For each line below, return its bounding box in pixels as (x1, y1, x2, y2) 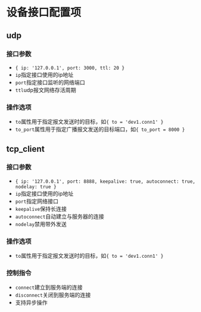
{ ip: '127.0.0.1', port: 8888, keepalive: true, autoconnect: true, (15, 178, 196, 185)
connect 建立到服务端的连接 (15, 284, 83, 291)
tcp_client (6, 144, 45, 154)
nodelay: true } (15, 183, 57, 190)
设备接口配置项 (6, 5, 82, 19)
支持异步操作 (15, 299, 48, 307)
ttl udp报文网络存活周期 (15, 86, 76, 93)
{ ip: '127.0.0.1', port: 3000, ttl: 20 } (15, 65, 125, 71)
